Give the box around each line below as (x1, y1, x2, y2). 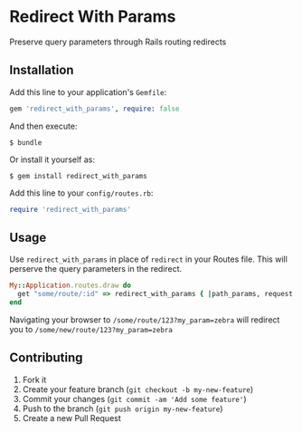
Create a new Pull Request (22, 412, 122, 423)
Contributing (9, 350, 83, 366)
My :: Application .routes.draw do (9, 281, 131, 291)
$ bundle (9, 138, 42, 147)
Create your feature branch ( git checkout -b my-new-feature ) (22, 383, 254, 395)
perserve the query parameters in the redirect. (9, 264, 183, 274)
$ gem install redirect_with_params (9, 171, 147, 180)
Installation (9, 62, 74, 78)
